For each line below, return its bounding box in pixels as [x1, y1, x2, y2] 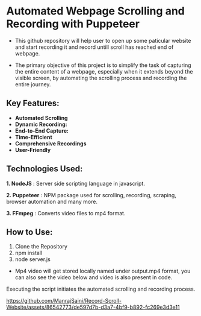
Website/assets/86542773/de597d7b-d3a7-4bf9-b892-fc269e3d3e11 [6, 303, 180, 311]
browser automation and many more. [6, 198, 98, 205]
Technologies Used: [6, 164, 83, 174]
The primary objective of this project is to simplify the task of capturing [14, 62, 191, 69]
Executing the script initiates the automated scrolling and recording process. [6, 285, 196, 293]
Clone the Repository [14, 243, 68, 250]
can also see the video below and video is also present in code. [14, 274, 173, 281]
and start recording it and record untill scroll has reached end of [14, 43, 174, 51]
